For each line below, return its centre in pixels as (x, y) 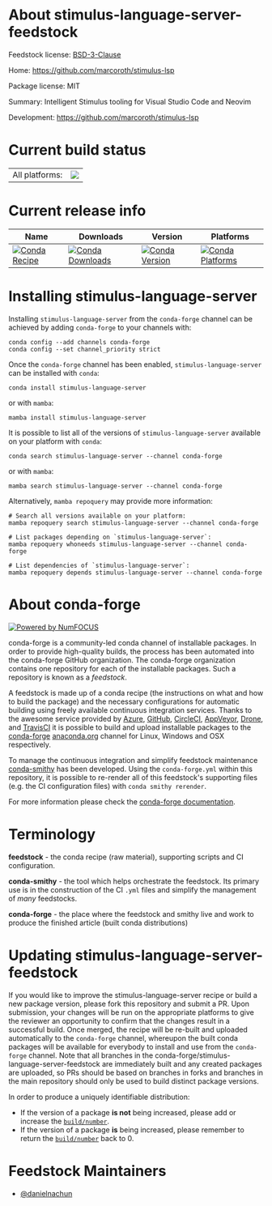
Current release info (77, 211)
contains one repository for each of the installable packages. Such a (122, 668)
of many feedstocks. (43, 898)
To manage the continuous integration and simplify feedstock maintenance (133, 760)
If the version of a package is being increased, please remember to (132, 1129)
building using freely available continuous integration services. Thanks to (130, 710)
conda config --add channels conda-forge (79, 342)
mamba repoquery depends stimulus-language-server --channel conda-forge (136, 573)
